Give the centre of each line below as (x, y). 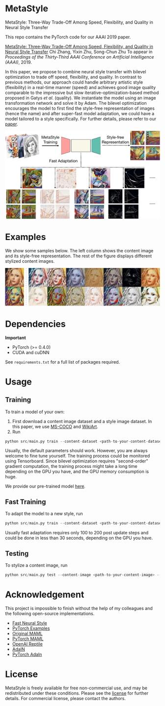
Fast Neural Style (30, 623)
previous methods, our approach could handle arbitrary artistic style (74, 82)
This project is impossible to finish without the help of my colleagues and (79, 608)
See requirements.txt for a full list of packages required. (63, 362)
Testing (17, 553)
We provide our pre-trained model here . (45, 486)
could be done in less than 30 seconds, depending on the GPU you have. (79, 538)
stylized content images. (30, 261)
